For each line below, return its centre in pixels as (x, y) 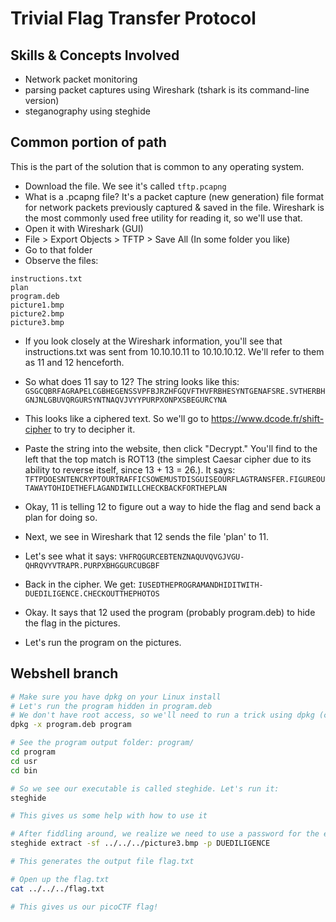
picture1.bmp (37, 305)
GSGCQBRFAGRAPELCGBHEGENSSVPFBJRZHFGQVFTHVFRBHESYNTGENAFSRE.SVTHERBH (175, 391)
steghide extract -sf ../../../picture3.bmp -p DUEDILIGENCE (140, 843)
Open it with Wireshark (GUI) (84, 228)
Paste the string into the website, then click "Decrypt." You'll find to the (171, 448)
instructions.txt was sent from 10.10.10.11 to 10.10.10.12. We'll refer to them (174, 351)
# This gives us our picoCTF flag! (84, 907)
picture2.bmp (37, 313)
